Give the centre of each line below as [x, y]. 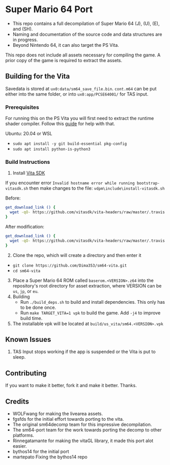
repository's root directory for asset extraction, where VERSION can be [87, 285]
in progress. [25, 40]
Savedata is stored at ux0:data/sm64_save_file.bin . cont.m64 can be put [81, 89]
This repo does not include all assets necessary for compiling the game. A [83, 55]
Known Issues [28, 339]
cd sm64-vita [26, 271]
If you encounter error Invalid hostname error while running [70, 183]
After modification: [25, 226]
